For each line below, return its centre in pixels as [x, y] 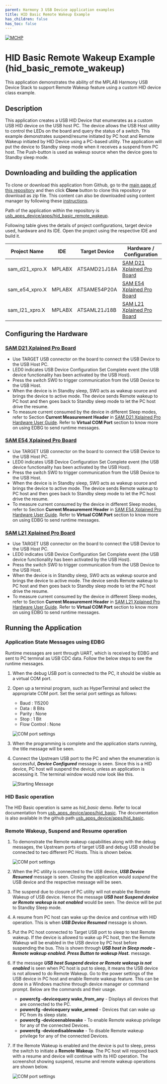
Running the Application [43, 628]
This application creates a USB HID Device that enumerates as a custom [79, 120]
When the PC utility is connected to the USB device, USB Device [78, 872]
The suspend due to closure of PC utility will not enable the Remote [81, 892]
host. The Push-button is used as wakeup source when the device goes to [81, 152]
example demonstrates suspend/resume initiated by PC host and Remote [80, 136]
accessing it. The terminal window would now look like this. [73, 774]
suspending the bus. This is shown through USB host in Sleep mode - [84, 948]
